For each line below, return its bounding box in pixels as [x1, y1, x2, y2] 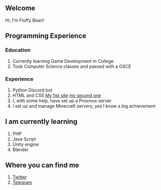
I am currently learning [5, 117, 77, 126]
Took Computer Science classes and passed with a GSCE [12, 63, 131, 69]
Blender [12, 147, 29, 153]
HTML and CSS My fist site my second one [12, 92, 101, 98]
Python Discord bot [12, 87, 52, 93]
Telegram [12, 180, 32, 186]
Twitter [12, 174, 27, 180]
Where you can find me [5, 161, 79, 169]
